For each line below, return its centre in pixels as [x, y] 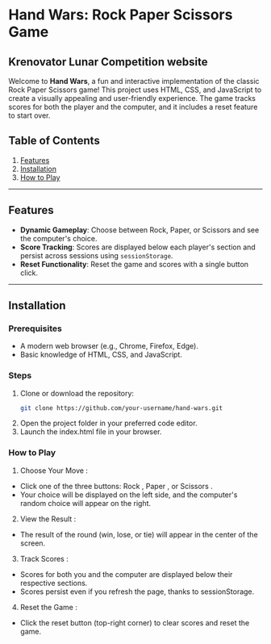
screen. [33, 543]
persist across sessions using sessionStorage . [96, 255]
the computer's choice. [58, 238]
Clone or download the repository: [77, 393]
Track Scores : [44, 558]
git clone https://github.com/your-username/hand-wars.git [121, 408]
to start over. [29, 115]
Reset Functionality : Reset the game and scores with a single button [134, 264]
